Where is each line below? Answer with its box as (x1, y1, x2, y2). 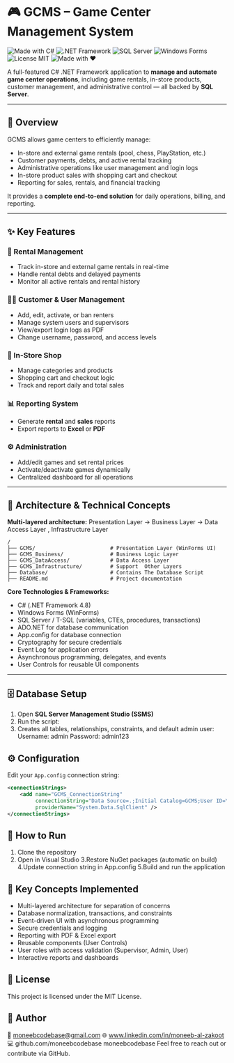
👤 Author (7, 1012, 47, 1024)
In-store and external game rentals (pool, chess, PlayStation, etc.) (17, 148, 206, 157)
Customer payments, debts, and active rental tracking (17, 156, 172, 165)
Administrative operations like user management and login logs (17, 163, 198, 171)
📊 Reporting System (7, 399, 79, 408)
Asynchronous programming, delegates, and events (17, 653, 166, 661)
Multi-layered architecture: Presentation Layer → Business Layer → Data (7, 518, 218, 526)
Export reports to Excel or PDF (17, 425, 106, 433)
